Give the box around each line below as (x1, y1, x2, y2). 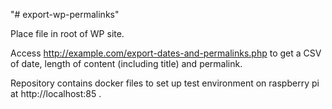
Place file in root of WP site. (10, 28, 125, 39)
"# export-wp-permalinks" (10, 9, 120, 20)
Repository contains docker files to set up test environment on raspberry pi (10, 77, 320, 89)
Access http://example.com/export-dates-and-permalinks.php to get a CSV (10, 47, 322, 59)
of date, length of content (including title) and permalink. (10, 58, 243, 69)
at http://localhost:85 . (10, 88, 102, 99)
